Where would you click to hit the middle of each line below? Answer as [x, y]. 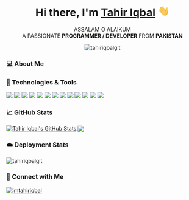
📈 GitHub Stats [30, 112]
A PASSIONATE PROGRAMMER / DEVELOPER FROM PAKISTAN [102, 36]
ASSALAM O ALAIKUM [102, 30]
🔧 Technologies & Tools [42, 82]
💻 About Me [25, 64]
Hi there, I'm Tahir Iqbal [96, 12]
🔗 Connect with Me [35, 177]
